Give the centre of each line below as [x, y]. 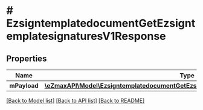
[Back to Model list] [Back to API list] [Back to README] [76, 101]
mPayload [24, 86]
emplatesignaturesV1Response [86, 36]
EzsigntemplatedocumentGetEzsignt [101, 23]
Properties [27, 58]
